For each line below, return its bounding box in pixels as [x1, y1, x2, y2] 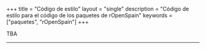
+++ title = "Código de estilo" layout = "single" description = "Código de [6, 6, 189, 12]
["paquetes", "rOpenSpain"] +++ [6, 18, 89, 25]
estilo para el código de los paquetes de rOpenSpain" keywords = [6, 12, 173, 19]
